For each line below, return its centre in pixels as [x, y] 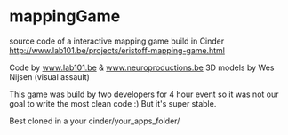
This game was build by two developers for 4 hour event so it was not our [144, 94]
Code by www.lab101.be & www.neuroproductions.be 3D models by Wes [142, 67]
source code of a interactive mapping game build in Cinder [117, 41]
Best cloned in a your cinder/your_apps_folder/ [95, 121]
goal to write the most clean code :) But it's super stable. [113, 103]
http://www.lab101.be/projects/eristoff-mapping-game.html [117, 50]
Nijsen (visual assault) [50, 76]
